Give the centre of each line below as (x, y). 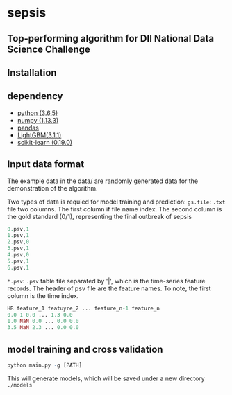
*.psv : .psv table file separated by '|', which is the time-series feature (107, 281)
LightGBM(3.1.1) (39, 135)
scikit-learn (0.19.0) (45, 142)
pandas (28, 128)
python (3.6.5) (38, 113)
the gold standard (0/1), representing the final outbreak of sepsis (100, 216)
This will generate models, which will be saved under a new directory (106, 378)
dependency (35, 96)
